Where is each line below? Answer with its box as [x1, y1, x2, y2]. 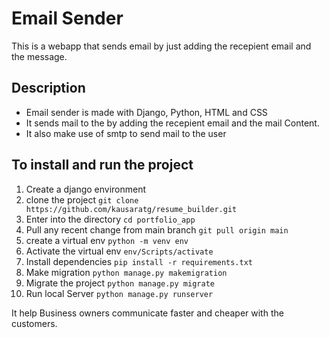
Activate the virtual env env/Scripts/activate [25, 245, 214, 257]
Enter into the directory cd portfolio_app [25, 213, 196, 225]
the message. [11, 50, 68, 62]
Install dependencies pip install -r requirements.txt [25, 255, 253, 267]
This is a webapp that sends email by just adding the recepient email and [11, 40, 312, 52]
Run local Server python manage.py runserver [25, 287, 214, 299]
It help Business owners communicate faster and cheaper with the [11, 307, 284, 319]
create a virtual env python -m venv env [25, 234, 189, 246]
